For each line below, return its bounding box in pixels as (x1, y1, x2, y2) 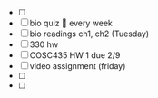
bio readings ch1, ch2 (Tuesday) (29, 28, 150, 39)
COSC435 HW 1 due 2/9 (29, 50, 121, 61)
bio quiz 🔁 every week (29, 17, 114, 28)
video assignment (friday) (29, 61, 126, 71)
